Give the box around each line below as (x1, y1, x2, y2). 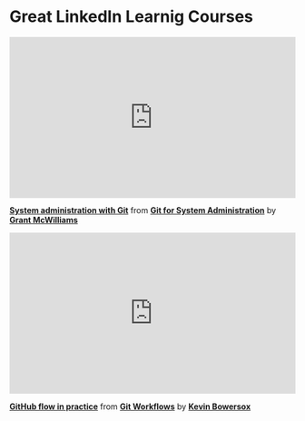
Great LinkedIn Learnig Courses (9, 6, 254, 27)
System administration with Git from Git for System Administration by (9, 205, 277, 216)
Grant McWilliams (9, 215, 79, 226)
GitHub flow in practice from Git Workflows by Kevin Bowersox (9, 401, 251, 412)
